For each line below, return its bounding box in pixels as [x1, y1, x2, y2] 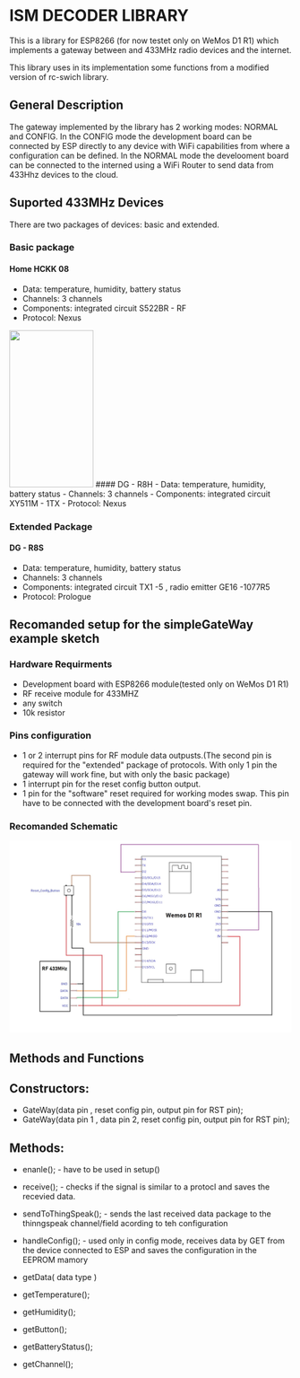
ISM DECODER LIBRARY [9, 5, 190, 26]
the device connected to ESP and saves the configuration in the [21, 1245, 257, 1256]
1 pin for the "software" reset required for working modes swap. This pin [21, 787, 289, 799]
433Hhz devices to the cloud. [9, 169, 119, 180]
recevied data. [21, 1191, 76, 1202]
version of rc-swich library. [9, 71, 109, 82]
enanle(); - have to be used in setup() [21, 1164, 160, 1175]
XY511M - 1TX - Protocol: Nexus [9, 497, 127, 508]
